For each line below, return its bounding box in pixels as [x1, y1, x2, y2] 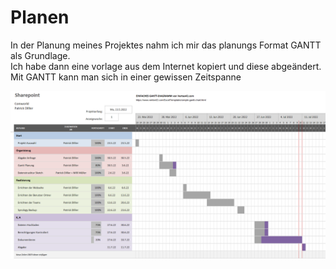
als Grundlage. [10, 49, 71, 61]
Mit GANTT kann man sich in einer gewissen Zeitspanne [10, 71, 242, 83]
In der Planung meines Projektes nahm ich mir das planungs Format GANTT [10, 39, 322, 51]
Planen [10, 6, 70, 29]
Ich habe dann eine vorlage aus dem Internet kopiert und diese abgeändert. [10, 60, 322, 72]
